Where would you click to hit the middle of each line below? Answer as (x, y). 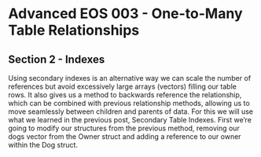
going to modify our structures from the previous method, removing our (124, 128)
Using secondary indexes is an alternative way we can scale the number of (130, 78)
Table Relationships (74, 30)
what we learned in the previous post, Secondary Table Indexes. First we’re (130, 120)
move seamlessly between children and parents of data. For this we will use (131, 111)
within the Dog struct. (43, 145)
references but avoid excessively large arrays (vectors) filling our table (123, 86)
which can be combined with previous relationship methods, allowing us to (129, 103)
